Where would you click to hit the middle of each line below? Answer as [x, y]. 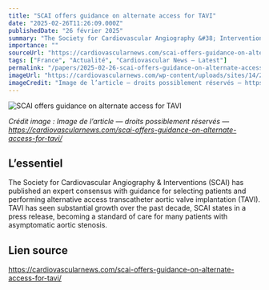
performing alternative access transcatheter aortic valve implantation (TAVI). [134, 199]
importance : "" [34, 46]
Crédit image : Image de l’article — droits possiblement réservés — [119, 121]
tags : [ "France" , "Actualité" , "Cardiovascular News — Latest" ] [118, 61]
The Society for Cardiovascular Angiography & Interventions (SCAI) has [126, 183]
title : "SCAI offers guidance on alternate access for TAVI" [112, 16]
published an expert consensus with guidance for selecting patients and [127, 191]
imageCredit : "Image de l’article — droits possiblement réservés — [125, 83]
